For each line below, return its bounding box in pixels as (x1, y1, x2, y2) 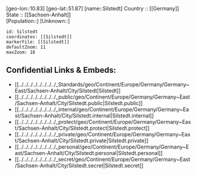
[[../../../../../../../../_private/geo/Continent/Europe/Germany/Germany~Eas (14, 130, 191, 137)
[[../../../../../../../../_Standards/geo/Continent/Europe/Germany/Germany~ (14, 80, 190, 87)
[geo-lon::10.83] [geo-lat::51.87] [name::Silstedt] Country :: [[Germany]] (6, 5, 179, 12)
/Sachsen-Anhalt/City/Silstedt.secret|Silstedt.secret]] (14, 161, 144, 169)
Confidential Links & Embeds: (6, 65, 116, 75)
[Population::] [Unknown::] (6, 18, 71, 24)
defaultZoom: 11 (6, 44, 46, 50)
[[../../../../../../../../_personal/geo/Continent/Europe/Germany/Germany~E (14, 143, 189, 150)
